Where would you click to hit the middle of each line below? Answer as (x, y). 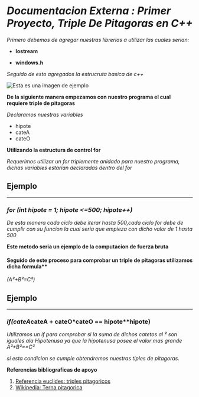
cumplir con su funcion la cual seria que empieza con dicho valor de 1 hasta (100, 229)
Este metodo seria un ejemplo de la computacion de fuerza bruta (88, 247)
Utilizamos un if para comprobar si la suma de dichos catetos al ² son (92, 334)
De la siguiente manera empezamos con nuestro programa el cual (89, 97)
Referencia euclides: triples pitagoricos (63, 381)
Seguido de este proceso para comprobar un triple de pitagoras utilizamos (100, 260)
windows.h (29, 63)
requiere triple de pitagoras (41, 103)
